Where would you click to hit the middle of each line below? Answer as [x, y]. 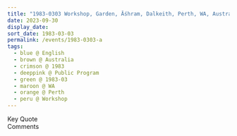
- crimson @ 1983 [39, 66]
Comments [23, 126]
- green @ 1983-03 [41, 79]
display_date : [28, 27]
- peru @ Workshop [41, 99]
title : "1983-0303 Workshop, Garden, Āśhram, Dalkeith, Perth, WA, [109, 14]
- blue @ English [39, 54]
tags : [15, 47]
